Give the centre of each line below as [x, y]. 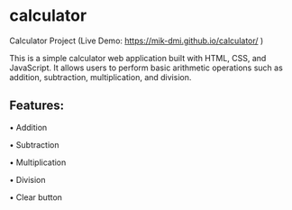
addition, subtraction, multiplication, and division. [100, 77]
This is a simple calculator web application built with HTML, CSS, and [138, 58]
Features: [37, 106]
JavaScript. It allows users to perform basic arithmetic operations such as [146, 68]
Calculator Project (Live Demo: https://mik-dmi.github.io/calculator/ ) [137, 41]
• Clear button [36, 197]
